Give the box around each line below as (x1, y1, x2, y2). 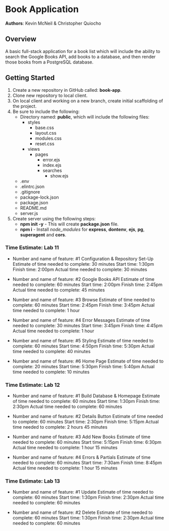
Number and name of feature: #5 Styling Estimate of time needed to (12, 337, 154, 343)
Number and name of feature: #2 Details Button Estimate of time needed (12, 414, 163, 420)
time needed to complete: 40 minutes (12, 348, 91, 354)
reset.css (35, 140, 54, 147)
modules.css (35, 135, 62, 141)
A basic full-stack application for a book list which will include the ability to (5, 48, 160, 54)
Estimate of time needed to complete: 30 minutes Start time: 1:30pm (12, 261, 154, 267)
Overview (5, 35, 37, 43)
